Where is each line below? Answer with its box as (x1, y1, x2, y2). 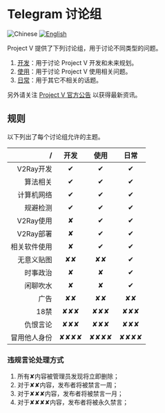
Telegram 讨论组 (7, 6, 102, 22)
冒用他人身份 (10, 333, 53, 342)
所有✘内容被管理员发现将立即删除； (17, 372, 119, 380)
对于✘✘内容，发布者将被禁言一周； (17, 381, 119, 389)
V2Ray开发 (17, 164, 53, 174)
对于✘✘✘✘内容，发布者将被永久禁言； (17, 398, 129, 407)
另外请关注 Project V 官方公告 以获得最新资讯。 (7, 91, 142, 99)
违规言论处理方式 (7, 355, 64, 365)
